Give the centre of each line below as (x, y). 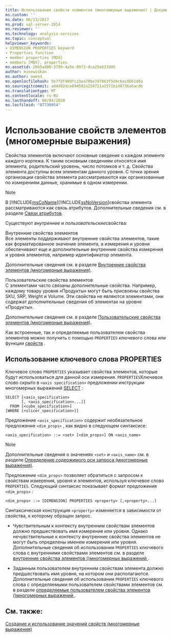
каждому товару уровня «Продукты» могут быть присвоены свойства (82, 291)
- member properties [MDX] (34, 58)
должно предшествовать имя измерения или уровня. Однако (80, 531)
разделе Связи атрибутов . (34, 213)
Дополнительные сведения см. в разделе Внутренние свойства (76, 265)
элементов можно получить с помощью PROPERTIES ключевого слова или (86, 338)
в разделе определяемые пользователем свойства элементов (81, 590)
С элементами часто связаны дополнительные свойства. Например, (81, 286)
